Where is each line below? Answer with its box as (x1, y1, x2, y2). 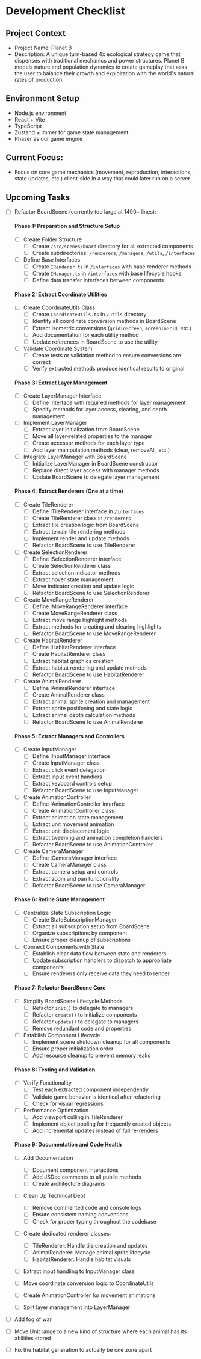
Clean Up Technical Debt (23, 1192, 85, 1200)
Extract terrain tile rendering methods (32, 528, 126, 535)
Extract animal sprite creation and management (32, 698, 150, 705)
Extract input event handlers (32, 773, 103, 780)
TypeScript (14, 122, 42, 129)
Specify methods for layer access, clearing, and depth (32, 406, 167, 413)
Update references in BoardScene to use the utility (32, 338, 158, 345)
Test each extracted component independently (32, 1086, 149, 1093)
